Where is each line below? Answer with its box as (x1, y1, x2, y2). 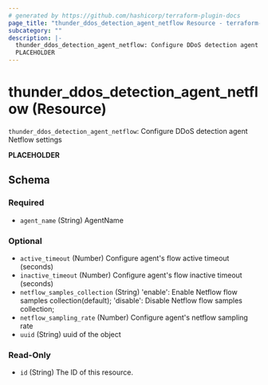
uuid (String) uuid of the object (19, 329, 121, 339)
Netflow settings (8, 135, 62, 144)
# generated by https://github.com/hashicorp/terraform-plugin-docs (8, 11, 241, 20)
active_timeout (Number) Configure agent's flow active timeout (19, 253, 230, 263)
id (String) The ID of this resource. (19, 367, 134, 377)
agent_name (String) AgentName (19, 215, 124, 225)
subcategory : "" (8, 26, 62, 34)
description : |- (8, 33, 62, 42)
